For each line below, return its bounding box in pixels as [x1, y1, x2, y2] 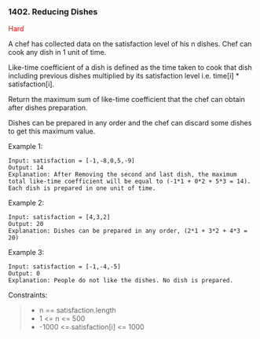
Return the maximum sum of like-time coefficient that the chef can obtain [8, 95, 246, 104]
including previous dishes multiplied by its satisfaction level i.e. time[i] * [8, 71, 240, 81]
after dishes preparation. [8, 103, 88, 112]
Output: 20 [8, 221, 44, 228]
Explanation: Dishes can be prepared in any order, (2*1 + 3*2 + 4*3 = [8, 227, 247, 235]
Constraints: [8, 290, 48, 300]
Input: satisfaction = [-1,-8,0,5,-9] [8, 157, 135, 165]
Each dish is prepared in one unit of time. [8, 184, 156, 192]
